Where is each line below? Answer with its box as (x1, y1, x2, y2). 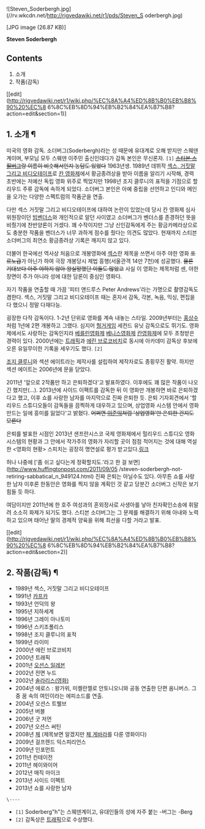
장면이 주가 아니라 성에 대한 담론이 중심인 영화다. (6, 273, 122, 280)
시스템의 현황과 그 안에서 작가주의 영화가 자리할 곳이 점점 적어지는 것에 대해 (6, 437, 186, 445)
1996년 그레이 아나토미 (15, 615, 70, 623)
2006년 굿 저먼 (15, 715, 52, 723)
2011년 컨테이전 (15, 753, 53, 761)
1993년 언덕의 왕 (15, 600, 56, 607)
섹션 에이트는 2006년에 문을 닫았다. (6, 365, 92, 373)
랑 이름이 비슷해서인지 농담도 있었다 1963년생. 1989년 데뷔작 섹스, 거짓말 (21, 162, 196, 169)
